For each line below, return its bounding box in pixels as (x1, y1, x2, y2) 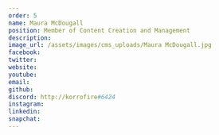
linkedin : (8, 108, 41, 116)
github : (8, 85, 34, 94)
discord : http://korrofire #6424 (8, 93, 115, 101)
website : (8, 64, 37, 71)
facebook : (8, 48, 41, 56)
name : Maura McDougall (8, 19, 84, 27)
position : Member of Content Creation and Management (8, 26, 191, 34)
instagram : (8, 100, 45, 108)
